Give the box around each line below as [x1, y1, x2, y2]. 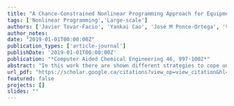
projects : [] [7, 82, 45, 89]
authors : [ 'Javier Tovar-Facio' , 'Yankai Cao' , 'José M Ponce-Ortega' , [7, 23, 219, 30]
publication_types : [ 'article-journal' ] [7, 43, 127, 50]
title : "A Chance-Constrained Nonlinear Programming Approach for [7, 10, 204, 17]
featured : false [7, 75, 54, 82]
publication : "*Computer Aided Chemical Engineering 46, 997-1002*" [7, 56, 210, 63]
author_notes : [7, 29, 49, 37]
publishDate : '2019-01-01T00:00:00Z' [7, 50, 117, 56]
